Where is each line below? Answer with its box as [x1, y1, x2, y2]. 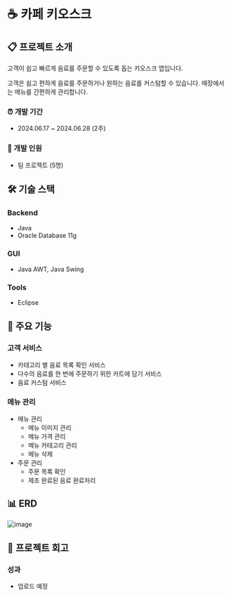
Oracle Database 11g [17, 231, 77, 240]
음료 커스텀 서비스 [17, 378, 67, 386]
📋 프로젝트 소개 [7, 41, 72, 53]
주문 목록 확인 [27, 467, 66, 475]
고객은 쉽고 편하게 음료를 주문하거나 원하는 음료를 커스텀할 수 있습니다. [7, 79, 200, 87]
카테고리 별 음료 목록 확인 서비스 [17, 360, 106, 369]
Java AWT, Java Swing [17, 265, 84, 273]
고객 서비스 [7, 343, 43, 353]
